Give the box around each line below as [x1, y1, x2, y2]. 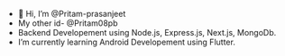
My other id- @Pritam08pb [17, 18, 118, 28]
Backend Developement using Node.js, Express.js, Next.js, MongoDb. [17, 28, 277, 37]
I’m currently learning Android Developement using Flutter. [17, 36, 236, 47]
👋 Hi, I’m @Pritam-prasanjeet [17, 9, 126, 19]
